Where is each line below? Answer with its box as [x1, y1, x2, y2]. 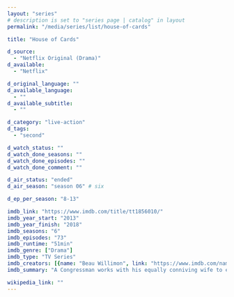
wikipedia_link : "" [7, 279, 64, 286]
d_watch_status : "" [7, 144, 64, 151]
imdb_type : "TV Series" [7, 254, 77, 261]
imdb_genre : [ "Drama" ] [7, 247, 73, 254]
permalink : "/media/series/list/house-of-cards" [7, 23, 151, 30]
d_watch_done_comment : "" [7, 164, 82, 171]
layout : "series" [7, 10, 58, 17]
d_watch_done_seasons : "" [7, 151, 82, 158]
